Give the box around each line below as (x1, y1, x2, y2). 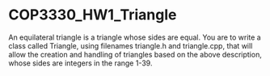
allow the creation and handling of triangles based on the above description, (8, 49, 263, 59)
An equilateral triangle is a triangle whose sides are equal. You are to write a (8, 32, 261, 42)
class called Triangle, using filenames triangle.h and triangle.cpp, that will (8, 40, 253, 50)
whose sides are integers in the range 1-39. (8, 58, 153, 68)
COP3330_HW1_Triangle (8, 6, 177, 24)
